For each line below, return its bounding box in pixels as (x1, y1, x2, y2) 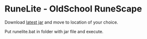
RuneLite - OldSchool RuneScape (4, 3, 142, 14)
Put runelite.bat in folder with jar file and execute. (4, 28, 104, 34)
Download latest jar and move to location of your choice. (4, 19, 118, 25)
